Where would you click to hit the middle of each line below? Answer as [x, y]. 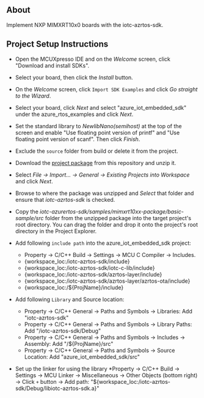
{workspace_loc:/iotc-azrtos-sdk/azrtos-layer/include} [93, 274]
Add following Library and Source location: [70, 299]
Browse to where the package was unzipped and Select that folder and [104, 193]
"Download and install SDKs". [52, 65]
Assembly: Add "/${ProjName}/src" [69, 343]
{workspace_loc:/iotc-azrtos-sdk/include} [77, 261]
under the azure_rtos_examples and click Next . [74, 114]
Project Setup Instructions [57, 44]
